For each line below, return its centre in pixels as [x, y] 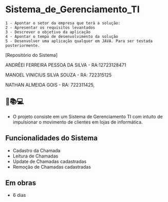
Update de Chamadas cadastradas [50, 161]
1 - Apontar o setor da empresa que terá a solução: [63, 23]
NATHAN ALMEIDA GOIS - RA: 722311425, [50, 85]
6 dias [19, 195]
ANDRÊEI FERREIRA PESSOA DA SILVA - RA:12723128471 [66, 65]
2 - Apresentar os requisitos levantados [50, 27]
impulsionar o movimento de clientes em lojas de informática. [78, 122]
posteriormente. [23, 45]
